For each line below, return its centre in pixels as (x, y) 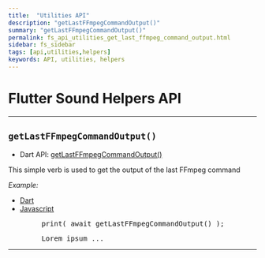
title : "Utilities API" (49, 15)
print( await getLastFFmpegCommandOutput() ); (133, 223)
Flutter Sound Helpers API (95, 99)
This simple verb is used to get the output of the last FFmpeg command (124, 170)
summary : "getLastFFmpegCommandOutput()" (77, 30)
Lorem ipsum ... (73, 238)
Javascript (37, 208)
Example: (23, 185)
